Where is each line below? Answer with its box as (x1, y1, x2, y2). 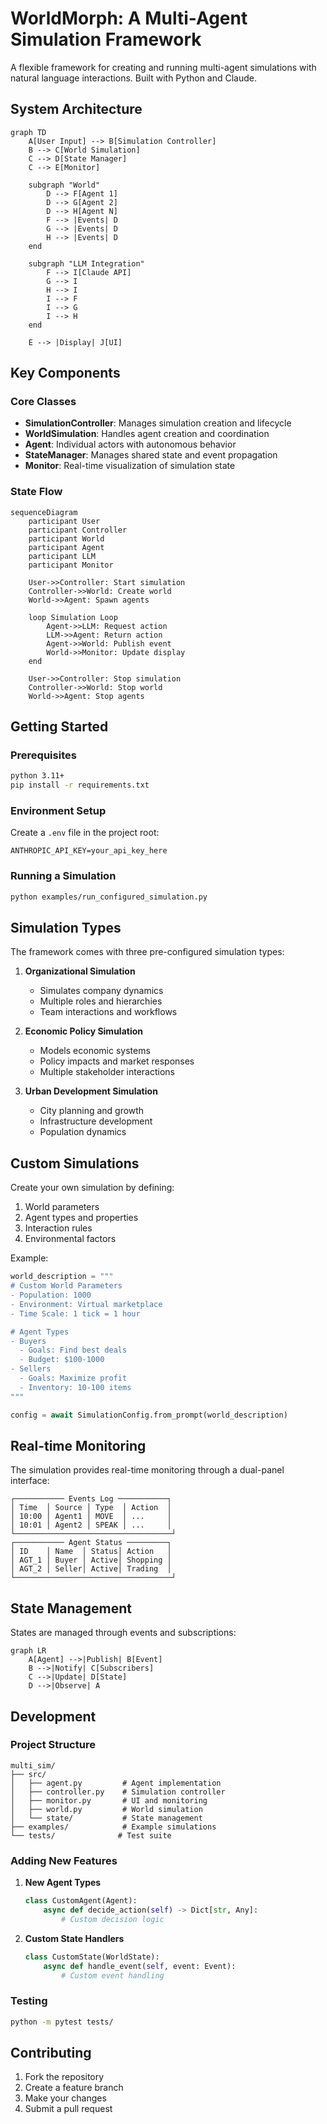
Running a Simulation (10, 869, 117, 883)
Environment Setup (10, 804, 107, 818)
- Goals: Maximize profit (19, 1373, 128, 1384)
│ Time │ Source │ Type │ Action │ (10, 1503, 172, 1513)
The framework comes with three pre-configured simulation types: (10, 946, 285, 958)
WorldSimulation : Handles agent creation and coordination (24, 428, 270, 440)
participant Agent (28, 542, 105, 552)
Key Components (10, 365, 121, 382)
